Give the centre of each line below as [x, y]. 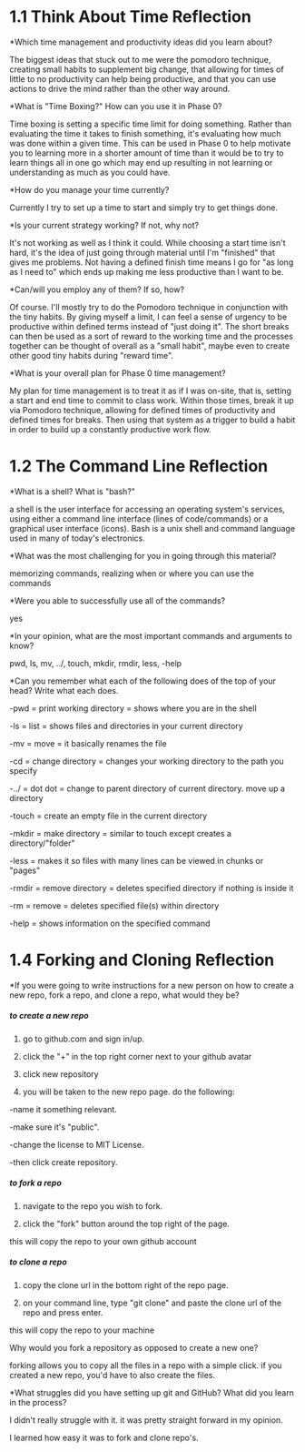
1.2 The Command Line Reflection [139, 467]
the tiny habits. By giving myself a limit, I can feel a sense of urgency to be [148, 317]
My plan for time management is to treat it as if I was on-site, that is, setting [151, 391]
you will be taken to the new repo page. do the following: [128, 1092]
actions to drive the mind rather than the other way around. [120, 88]
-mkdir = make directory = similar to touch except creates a [120, 833]
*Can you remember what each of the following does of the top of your [143, 681]
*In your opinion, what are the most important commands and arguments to [151, 635]
